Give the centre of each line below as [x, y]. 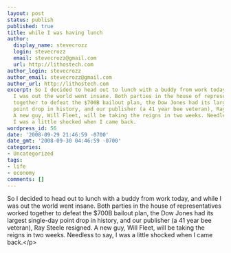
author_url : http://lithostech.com [58, 84]
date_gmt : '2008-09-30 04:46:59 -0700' [64, 141]
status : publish [30, 20]
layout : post [26, 13]
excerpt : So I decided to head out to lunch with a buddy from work [107, 90]
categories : [24, 147]
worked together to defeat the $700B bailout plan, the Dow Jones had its [110, 213]
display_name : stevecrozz [51, 45]
